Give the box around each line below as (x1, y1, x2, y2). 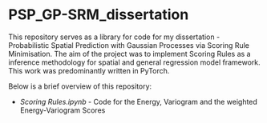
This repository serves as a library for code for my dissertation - (8, 32, 220, 42)
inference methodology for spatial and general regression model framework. (8, 58, 261, 67)
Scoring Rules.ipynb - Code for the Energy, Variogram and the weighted (19, 97, 258, 106)
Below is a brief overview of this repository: (8, 81, 152, 91)
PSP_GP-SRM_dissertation (8, 6, 189, 24)
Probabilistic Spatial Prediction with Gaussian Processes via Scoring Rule (8, 40, 250, 50)
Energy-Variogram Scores (19, 105, 106, 115)
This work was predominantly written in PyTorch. (8, 65, 170, 75)
